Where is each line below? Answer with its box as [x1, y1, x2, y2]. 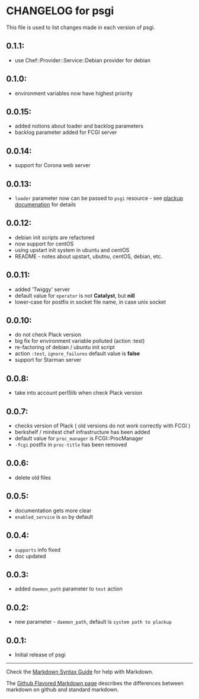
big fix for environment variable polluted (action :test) [14, 337, 145, 344]
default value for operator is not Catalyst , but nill [14, 292, 135, 299]
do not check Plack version [14, 331, 82, 339]
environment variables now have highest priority [14, 90, 133, 97]
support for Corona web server [14, 162, 91, 169]
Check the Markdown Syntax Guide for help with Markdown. [6, 668, 154, 675]
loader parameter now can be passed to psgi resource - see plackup [14, 194, 184, 202]
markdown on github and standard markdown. [6, 686, 119, 693]
